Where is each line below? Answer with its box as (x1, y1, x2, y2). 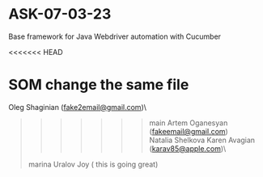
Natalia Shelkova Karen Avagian (149, 135, 256, 145)
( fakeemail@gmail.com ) (149, 126, 228, 136)
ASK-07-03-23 (8, 5, 112, 23)
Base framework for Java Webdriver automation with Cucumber (8, 32, 221, 41)
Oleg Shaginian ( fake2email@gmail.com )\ (8, 102, 147, 112)
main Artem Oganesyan (149, 118, 228, 128)
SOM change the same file (8, 76, 189, 94)
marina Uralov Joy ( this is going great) (28, 159, 159, 169)
